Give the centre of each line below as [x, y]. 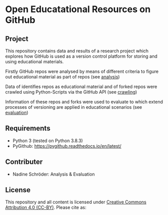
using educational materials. [35, 61]
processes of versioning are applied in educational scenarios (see [74, 107]
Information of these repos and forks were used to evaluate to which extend [84, 102]
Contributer [24, 162]
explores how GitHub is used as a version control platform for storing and [81, 56]
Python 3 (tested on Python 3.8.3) [48, 141]
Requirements [28, 128]
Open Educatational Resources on [78, 9]
